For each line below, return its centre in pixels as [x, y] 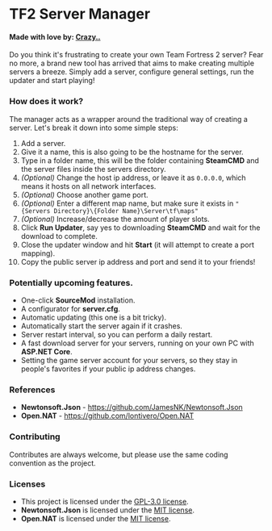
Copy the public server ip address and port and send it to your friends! [138, 261]
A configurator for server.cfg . [70, 308]
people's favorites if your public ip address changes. [108, 369]
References [32, 390]
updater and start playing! [52, 81]
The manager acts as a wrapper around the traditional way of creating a [129, 119]
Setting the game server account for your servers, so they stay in [129, 360]
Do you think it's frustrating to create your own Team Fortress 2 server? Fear [136, 55]
